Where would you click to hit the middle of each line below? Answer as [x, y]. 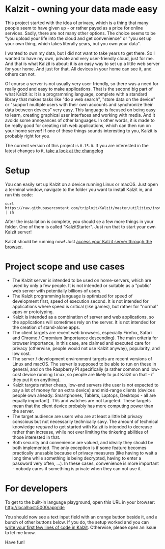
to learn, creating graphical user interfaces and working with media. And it [80, 115]
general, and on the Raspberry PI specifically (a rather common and [81, 369]
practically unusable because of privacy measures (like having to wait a [84, 453]
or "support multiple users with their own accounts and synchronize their [79, 104]
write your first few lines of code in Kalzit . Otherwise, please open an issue [81, 527]
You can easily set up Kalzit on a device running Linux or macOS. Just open [82, 184]
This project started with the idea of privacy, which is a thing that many [77, 23]
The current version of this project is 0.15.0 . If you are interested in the [77, 145]
